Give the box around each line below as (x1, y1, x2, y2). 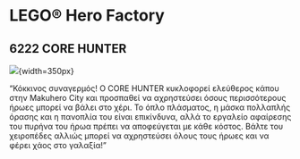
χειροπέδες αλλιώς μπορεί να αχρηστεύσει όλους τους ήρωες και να (9, 130, 270, 141)
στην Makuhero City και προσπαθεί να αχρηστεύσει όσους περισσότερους (9, 93, 287, 103)
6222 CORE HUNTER (9, 41, 127, 56)
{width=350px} (18, 66, 74, 76)
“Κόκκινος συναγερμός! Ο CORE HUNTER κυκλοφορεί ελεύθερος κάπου (9, 83, 279, 94)
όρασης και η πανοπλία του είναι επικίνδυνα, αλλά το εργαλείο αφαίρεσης (9, 112, 292, 121)
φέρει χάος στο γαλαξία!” (9, 140, 107, 150)
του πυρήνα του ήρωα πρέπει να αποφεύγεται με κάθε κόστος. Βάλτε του (9, 121, 284, 131)
